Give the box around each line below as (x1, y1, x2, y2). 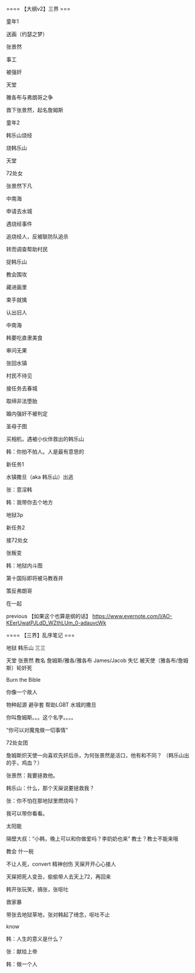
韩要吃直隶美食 (6, 334, 43, 341)
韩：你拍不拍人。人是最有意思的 (6, 448, 84, 455)
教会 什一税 (6, 848, 34, 855)
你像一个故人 (6, 688, 37, 696)
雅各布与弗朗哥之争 (6, 94, 53, 101)
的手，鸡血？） (6, 759, 43, 766)
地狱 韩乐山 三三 (6, 644, 46, 651)
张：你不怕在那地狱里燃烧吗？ (6, 797, 79, 804)
